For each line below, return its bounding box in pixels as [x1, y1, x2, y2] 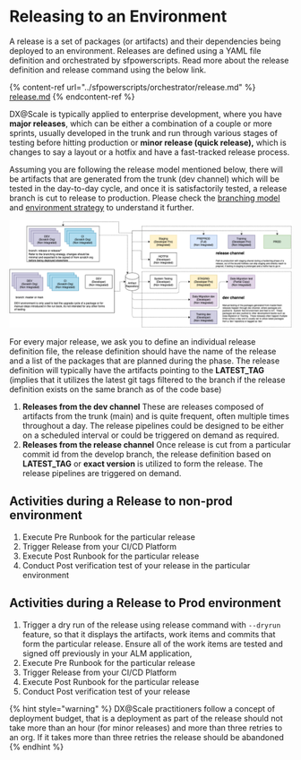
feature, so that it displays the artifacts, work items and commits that [21, 628, 276, 639]
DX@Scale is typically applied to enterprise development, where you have [9, 108, 282, 119]
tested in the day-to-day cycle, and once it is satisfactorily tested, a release [9, 183, 288, 193]
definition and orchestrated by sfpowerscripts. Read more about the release [9, 55, 289, 65]
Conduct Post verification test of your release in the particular [21, 559, 251, 570]
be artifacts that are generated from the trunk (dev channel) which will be [9, 173, 280, 184]
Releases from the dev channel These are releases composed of [21, 401, 264, 412]
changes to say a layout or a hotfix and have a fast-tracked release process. [9, 146, 290, 158]
